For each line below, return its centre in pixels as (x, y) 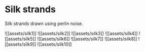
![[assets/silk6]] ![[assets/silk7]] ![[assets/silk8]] (87, 39)
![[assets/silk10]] (55, 44)
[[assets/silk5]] (21, 39)
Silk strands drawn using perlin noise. (44, 23)
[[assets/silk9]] (21, 44)
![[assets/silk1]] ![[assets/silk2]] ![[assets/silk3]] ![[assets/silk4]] (71, 33)
